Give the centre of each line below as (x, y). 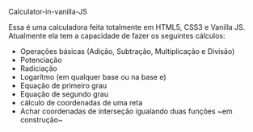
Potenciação (41, 60)
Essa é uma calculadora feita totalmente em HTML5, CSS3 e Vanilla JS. (127, 27)
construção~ (41, 120)
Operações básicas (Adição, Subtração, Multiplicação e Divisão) (127, 51)
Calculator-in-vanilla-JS (48, 12)
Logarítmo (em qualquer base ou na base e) (93, 77)
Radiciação (39, 68)
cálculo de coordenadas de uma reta (81, 103)
